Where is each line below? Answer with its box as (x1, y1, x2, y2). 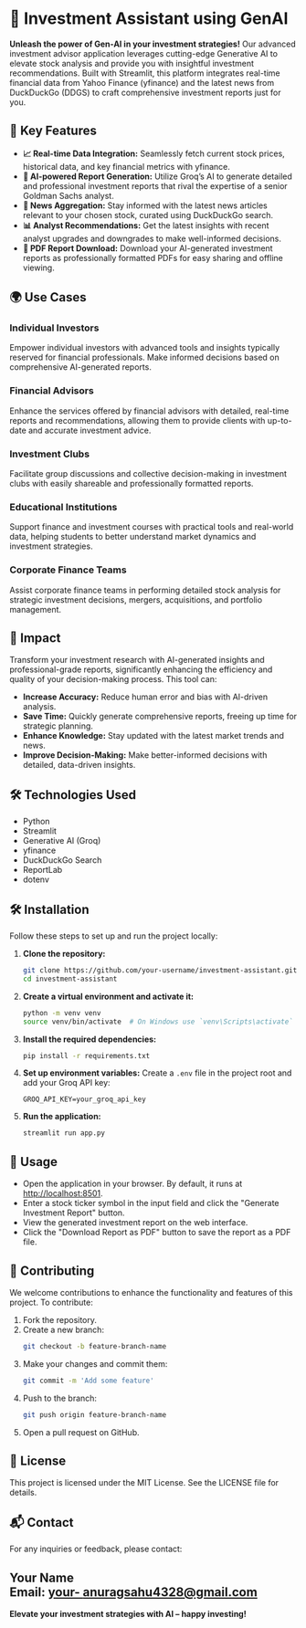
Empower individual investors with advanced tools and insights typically (9, 342, 280, 353)
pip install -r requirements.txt (22, 1051, 151, 1060)
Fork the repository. (22, 1314, 98, 1325)
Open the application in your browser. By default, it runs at (22, 1178, 243, 1190)
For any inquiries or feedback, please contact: (9, 1543, 183, 1555)
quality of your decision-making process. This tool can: (9, 674, 217, 685)
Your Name (9, 1570, 75, 1585)
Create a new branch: (22, 1324, 105, 1335)
